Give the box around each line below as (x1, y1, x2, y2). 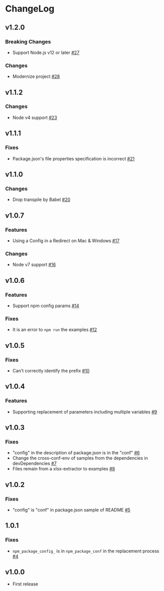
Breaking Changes (5, 38, 51, 45)
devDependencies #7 (12, 460, 57, 466)
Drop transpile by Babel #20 (12, 196, 71, 203)
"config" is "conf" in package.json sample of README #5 (12, 507, 131, 513)
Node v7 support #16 (12, 262, 56, 268)
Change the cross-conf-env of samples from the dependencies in (12, 455, 148, 461)
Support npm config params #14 (12, 303, 79, 309)
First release (12, 581, 38, 587)
